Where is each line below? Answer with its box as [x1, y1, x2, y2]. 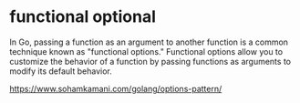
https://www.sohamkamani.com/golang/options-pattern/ [9, 83, 222, 94]
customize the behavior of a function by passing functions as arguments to [9, 56, 292, 67]
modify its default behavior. [9, 66, 112, 77]
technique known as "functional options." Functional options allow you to [9, 46, 284, 57]
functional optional [9, 6, 157, 27]
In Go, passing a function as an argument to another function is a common [9, 36, 289, 47]
